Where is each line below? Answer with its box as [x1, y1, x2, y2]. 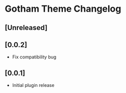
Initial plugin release [12, 82, 55, 88]
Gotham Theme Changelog [5, 3, 121, 15]
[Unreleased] [5, 23, 48, 32]
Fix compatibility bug [12, 54, 57, 60]
